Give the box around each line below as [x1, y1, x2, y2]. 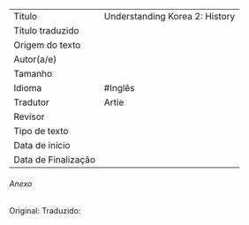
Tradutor [13, 96, 50, 109]
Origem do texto [13, 39, 81, 51]
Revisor [13, 110, 46, 123]
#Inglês [103, 82, 135, 94]
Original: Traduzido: [9, 206, 81, 216]
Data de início [13, 139, 71, 151]
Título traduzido [13, 25, 79, 36]
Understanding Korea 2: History [103, 11, 236, 22]
